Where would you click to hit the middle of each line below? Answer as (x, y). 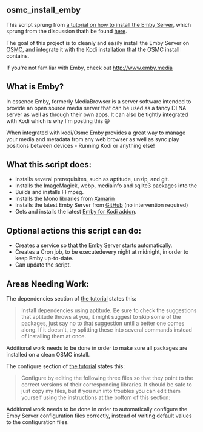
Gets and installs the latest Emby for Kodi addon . (76, 212)
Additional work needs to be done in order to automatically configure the (97, 409)
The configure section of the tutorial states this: (66, 366)
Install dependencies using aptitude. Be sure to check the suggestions (109, 310)
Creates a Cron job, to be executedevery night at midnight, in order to (102, 252)
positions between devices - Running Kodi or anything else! (81, 145)
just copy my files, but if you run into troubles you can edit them (101, 391)
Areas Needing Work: (48, 284)
